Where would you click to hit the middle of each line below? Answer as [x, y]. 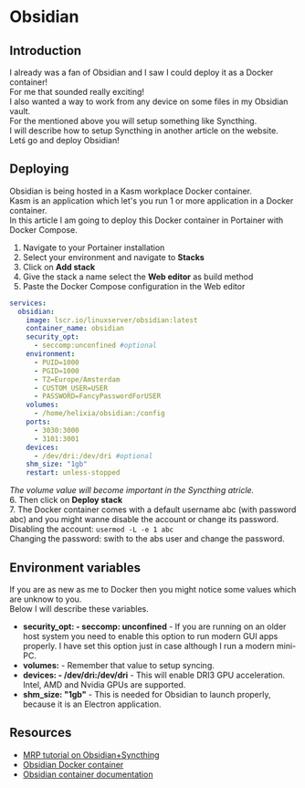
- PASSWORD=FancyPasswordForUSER [97, 396]
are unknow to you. [46, 599]
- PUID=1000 [56, 362]
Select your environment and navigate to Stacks [114, 257]
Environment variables [75, 567]
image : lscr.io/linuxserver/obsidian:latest [112, 320]
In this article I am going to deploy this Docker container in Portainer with [147, 220]
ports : [38, 422]
